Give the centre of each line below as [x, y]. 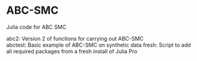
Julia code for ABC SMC [36, 27]
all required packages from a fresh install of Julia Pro [72, 51]
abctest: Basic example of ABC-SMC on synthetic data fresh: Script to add [98, 45]
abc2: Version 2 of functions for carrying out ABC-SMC [75, 38]
